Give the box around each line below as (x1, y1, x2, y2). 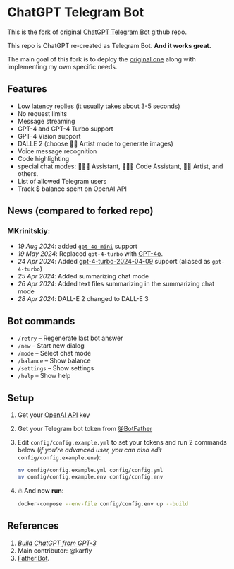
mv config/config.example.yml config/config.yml (17, 467, 164, 474)
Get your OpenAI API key (17, 411, 90, 419)
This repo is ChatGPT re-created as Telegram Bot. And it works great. (7, 41, 211, 49)
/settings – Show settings (17, 364, 94, 373)
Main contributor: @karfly (17, 546, 92, 555)
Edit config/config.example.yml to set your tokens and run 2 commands (17, 438, 227, 447)
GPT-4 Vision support (17, 131, 81, 140)
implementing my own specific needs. (7, 62, 118, 71)
